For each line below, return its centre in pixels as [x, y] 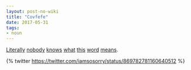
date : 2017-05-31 [27, 22]
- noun [14, 33]
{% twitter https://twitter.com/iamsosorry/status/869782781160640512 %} [96, 61]
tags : [13, 28]
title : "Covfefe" [27, 17]
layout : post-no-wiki [33, 11]
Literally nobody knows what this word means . [62, 50]
